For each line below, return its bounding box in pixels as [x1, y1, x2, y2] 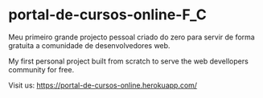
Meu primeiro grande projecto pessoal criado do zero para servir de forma [8, 32, 255, 42]
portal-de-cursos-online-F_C [8, 6, 207, 24]
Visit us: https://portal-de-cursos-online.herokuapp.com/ [8, 80, 198, 90]
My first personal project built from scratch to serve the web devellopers [8, 56, 249, 66]
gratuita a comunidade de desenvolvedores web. [8, 40, 171, 50]
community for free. [8, 64, 75, 74]
